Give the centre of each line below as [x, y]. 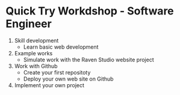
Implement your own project [49, 85]
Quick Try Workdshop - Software [90, 11]
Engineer [29, 24]
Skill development [36, 40]
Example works [33, 53]
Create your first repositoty [57, 72]
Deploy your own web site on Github [68, 79]
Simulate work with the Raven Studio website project [88, 60]
